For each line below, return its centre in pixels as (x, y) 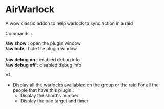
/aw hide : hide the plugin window (41, 48)
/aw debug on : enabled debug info (43, 59)
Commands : (19, 33)
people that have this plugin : (43, 90)
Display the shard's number (49, 95)
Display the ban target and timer (54, 101)
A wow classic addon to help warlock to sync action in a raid (69, 23)
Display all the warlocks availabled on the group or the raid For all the (86, 85)
